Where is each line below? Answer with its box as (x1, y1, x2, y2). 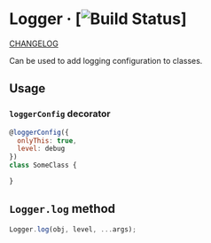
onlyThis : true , (17, 136, 77, 145)
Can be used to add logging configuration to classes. (9, 55, 203, 66)
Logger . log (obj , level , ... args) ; (9, 224, 137, 234)
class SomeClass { (9, 161, 77, 170)
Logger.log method (9, 201, 116, 216)
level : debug (17, 145, 66, 153)
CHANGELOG (9, 38, 59, 49)
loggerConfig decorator (9, 107, 111, 120)
